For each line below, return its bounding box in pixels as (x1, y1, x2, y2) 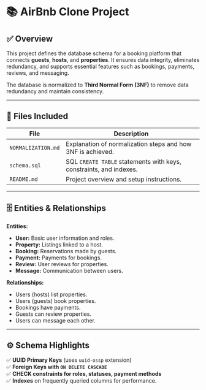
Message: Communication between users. (15, 267, 124, 274)
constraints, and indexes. (65, 165, 138, 174)
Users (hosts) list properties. (15, 291, 88, 298)
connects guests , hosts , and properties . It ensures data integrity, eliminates (6, 56, 200, 63)
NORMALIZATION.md (9, 144, 60, 151)
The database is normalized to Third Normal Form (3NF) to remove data (6, 81, 189, 88)
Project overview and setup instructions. (65, 175, 182, 183)
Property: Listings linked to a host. (15, 240, 103, 248)
